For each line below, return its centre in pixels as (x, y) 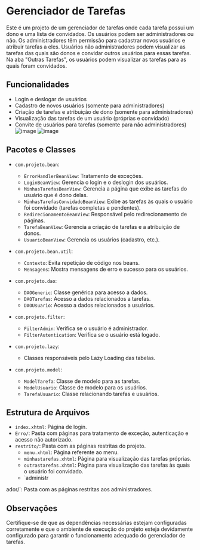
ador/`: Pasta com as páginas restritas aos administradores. (79, 489)
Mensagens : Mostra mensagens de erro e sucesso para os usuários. (106, 269)
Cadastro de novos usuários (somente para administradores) (90, 105)
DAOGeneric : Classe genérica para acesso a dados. (86, 292)
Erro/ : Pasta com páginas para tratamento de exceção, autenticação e (101, 433)
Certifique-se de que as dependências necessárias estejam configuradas (96, 523)
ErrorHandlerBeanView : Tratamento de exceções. (83, 176)
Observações (32, 508)
